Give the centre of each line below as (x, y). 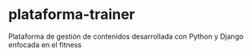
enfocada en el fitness (45, 44)
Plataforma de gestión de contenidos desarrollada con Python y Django (126, 36)
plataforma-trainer (72, 15)
